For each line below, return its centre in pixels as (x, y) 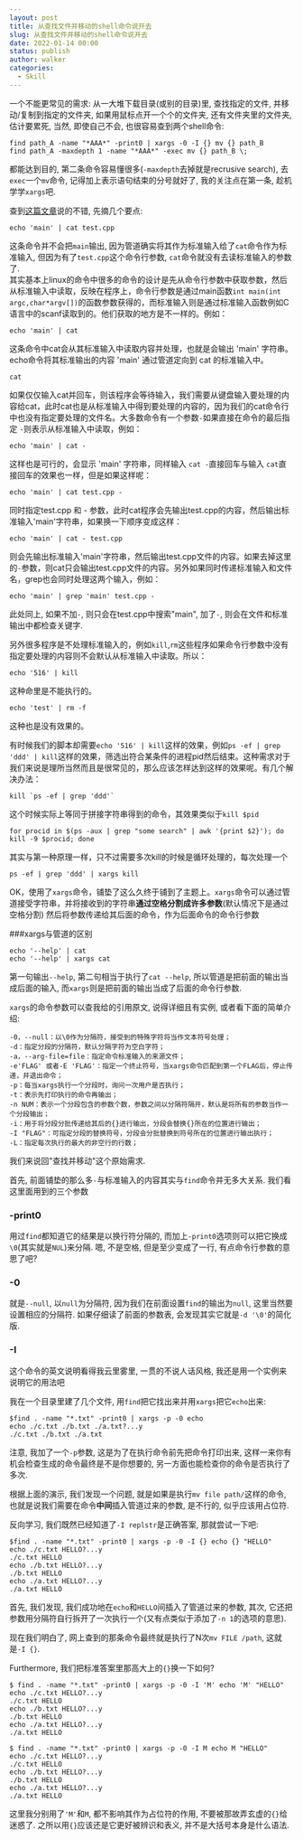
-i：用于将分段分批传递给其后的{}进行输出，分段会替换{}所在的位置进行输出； (136, 1123)
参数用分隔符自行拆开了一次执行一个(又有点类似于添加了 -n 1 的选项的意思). (148, 1618)
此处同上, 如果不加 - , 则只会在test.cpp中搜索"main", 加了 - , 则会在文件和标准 (149, 614)
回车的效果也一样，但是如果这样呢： (84, 474)
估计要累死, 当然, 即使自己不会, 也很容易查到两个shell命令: (117, 126)
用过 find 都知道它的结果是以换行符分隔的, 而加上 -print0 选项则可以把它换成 (148, 1236)
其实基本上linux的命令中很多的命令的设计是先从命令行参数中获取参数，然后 (148, 279)
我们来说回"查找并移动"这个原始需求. (78, 1160)
